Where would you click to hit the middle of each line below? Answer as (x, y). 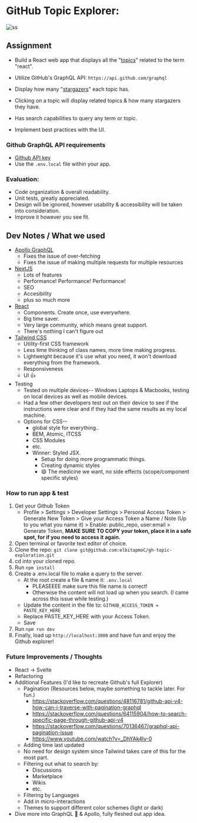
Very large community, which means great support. (86, 325)
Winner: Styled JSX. (56, 453)
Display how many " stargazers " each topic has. (72, 89)
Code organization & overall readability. (62, 192)
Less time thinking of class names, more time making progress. (100, 350)
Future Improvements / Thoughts (54, 657)
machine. (34, 415)
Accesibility (37, 294)
